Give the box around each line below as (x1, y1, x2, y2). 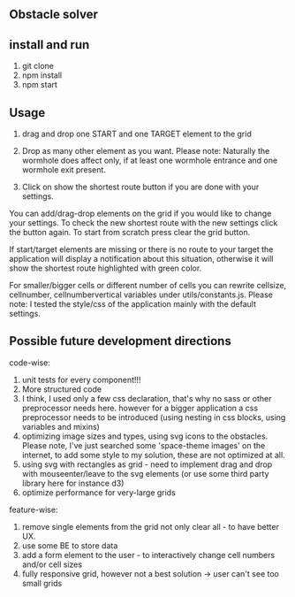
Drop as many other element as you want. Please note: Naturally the (21, 146, 270, 157)
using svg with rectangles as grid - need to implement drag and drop (21, 459, 273, 470)
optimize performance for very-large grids (21, 486, 177, 498)
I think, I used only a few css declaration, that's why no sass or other (21, 393, 272, 403)
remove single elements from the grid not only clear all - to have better (21, 521, 280, 532)
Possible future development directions (9, 333, 231, 348)
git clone (21, 61, 55, 72)
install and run (9, 37, 90, 52)
